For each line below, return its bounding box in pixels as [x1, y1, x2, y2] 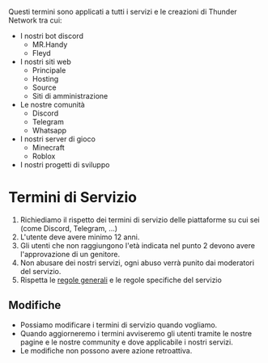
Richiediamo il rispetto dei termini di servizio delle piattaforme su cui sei [19, 214, 261, 225]
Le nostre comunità [19, 100, 85, 109]
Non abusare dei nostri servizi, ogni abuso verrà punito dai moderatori [19, 258, 255, 268]
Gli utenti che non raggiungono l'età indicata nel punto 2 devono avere [19, 240, 255, 250]
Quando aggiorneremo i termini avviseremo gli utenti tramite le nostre [19, 328, 253, 338]
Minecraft [32, 143, 65, 152]
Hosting [32, 74, 59, 83]
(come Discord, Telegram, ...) [19, 223, 118, 233]
